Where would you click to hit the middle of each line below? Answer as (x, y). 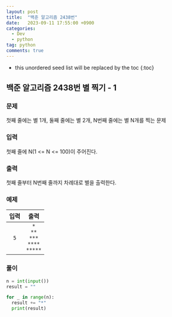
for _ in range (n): (30, 297)
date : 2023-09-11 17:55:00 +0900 (50, 23)
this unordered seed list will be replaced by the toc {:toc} (85, 67)
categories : (21, 28)
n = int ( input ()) (28, 281)
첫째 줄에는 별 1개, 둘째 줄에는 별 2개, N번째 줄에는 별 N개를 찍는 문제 (86, 121)
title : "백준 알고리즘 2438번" (42, 17)
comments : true (25, 51)
